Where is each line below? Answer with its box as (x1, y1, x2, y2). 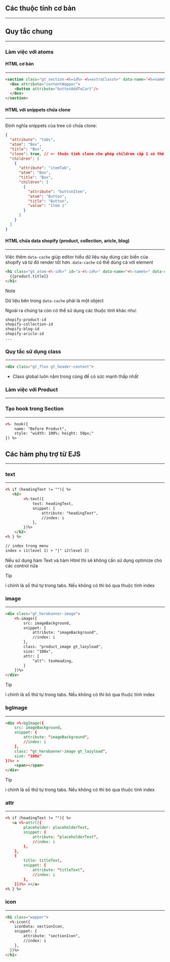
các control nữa (5, 563, 38, 569)
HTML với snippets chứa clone (5, 107, 71, 113)
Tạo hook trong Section (5, 405, 64, 413)
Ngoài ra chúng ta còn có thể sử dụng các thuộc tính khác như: (5, 307, 138, 314)
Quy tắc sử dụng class (5, 348, 62, 355)
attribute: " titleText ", (32, 868, 85, 873)
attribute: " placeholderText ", (32, 834, 99, 839)
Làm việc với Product (5, 386, 58, 393)
